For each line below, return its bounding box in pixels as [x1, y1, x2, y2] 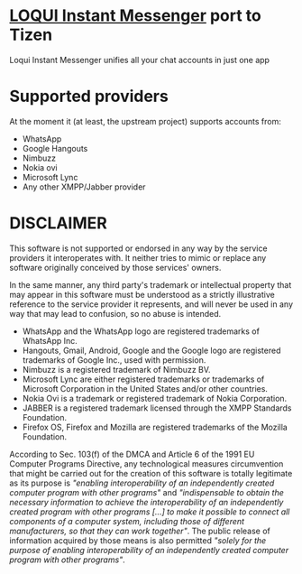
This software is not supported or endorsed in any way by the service [9, 243, 268, 254]
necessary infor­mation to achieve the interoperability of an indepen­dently [9, 496, 284, 507]
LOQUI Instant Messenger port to [9, 5, 261, 26]
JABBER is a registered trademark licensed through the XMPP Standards [22, 403, 292, 413]
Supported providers [9, 87, 169, 106]
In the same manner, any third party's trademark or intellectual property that [9, 279, 292, 290]
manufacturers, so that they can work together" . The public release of [9, 525, 270, 536]
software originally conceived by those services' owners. [9, 262, 222, 273]
